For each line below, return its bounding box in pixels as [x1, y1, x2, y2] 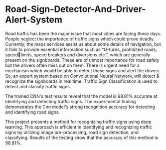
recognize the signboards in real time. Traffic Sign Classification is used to [5, 78, 158, 84]
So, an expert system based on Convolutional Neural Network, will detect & [5, 73, 160, 79]
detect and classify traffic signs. [5, 83, 71, 89]
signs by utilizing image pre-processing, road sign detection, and [5, 129, 139, 135]
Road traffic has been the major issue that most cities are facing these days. [5, 30, 162, 36]
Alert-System [5, 14, 63, 25]
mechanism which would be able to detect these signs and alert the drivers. [5, 67, 161, 73]
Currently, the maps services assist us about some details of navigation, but [5, 41, 161, 47]
